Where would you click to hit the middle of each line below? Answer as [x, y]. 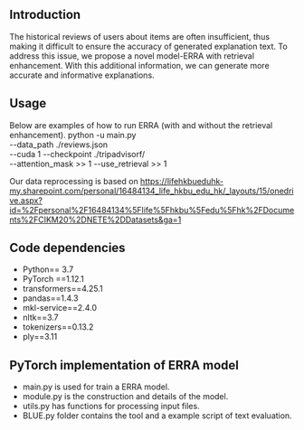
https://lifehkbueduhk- [182, 181]
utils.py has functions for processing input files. [111, 407]
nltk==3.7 [40, 318]
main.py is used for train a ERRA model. [96, 387]
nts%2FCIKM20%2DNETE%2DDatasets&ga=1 [95, 220]
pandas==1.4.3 [50, 298]
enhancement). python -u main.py [73, 135]
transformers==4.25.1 [63, 289]
